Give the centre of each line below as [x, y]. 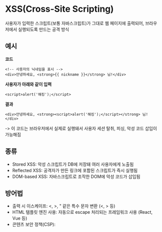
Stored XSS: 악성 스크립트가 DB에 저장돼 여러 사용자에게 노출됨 [73, 164]
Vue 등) [20, 218]
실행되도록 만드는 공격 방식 [44, 29]
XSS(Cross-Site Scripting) [59, 9]
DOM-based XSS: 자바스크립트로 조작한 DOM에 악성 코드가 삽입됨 [76, 176]
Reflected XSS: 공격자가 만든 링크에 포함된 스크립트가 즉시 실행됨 [75, 170]
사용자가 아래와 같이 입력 [28, 84]
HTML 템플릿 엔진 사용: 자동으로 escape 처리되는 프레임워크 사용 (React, [82, 212]
